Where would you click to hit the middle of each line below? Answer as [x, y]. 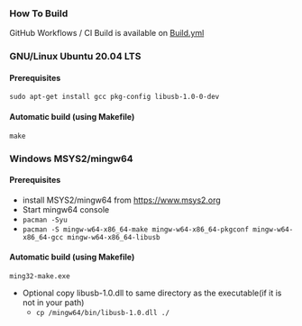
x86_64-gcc [43, 237]
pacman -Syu [45, 220]
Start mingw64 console [66, 209]
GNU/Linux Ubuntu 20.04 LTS [75, 57]
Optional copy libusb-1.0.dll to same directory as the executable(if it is [152, 293]
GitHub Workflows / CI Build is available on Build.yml [107, 33]
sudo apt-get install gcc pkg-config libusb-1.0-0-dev [114, 97]
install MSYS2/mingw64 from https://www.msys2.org [121, 200]
